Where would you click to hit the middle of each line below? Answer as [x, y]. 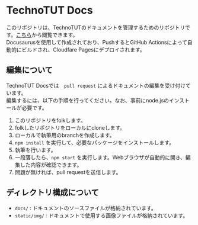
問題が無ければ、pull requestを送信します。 [68, 172]
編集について [30, 70]
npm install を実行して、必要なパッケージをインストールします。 [95, 142]
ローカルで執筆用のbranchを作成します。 [65, 135]
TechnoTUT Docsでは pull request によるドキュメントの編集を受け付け [96, 85]
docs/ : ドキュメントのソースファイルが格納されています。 [85, 208]
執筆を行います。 [35, 150]
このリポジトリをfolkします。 [50, 120]
